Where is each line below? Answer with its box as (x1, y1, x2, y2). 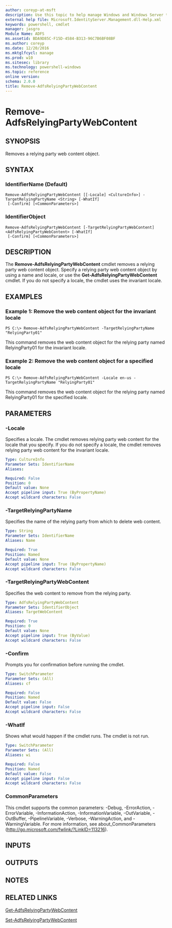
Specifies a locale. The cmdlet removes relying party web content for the (5, 436, 160, 442)
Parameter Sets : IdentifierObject (5, 605, 79, 610)
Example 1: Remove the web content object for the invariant (5, 308, 156, 315)
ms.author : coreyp (5, 41, 45, 46)
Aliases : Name (5, 538, 36, 543)
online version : (5, 74, 40, 79)
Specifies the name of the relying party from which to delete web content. (5, 518, 161, 525)
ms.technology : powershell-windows (5, 65, 81, 70)
